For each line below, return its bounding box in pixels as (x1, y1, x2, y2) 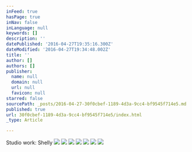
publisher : (6, 68, 33, 74)
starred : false (6, 95, 43, 101)
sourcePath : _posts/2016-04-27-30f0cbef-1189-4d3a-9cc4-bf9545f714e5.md (6, 101, 187, 107)
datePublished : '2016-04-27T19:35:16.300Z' (6, 42, 114, 47)
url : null (11, 85, 35, 91)
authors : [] (6, 63, 35, 69)
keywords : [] (6, 30, 38, 36)
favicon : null (11, 90, 46, 96)
